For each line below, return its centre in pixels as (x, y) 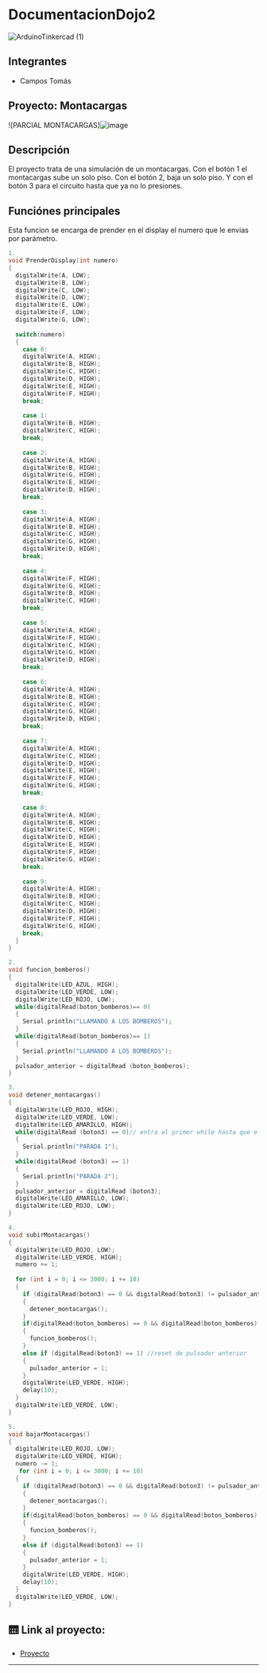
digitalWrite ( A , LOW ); (53, 275)
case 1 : (35, 416)
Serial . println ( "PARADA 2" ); (71, 1176)
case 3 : (35, 512)
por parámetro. (33, 239)
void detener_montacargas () (55, 1095)
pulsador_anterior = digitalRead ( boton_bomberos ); (103, 1066)
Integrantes (38, 62)
